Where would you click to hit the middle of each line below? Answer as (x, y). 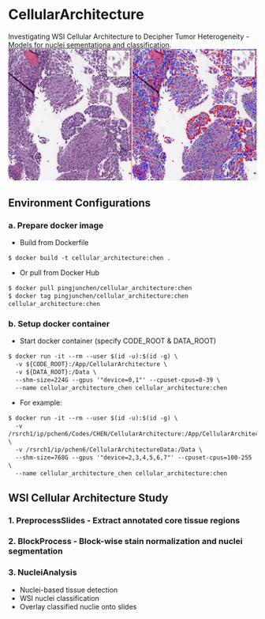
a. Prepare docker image (56, 225)
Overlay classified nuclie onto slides (78, 606)
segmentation (35, 551)
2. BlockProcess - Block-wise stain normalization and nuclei (125, 542)
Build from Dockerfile (54, 242)
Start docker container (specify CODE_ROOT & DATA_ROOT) (118, 341)
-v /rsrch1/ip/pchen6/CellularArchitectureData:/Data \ (109, 450)
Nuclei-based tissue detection (69, 590)
